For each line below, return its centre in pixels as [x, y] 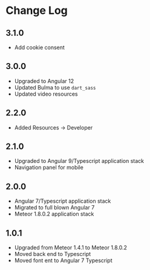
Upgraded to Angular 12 [44, 81]
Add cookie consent [39, 47]
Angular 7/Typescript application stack [63, 201]
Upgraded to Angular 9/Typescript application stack [79, 161]
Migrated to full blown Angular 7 [54, 208]
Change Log [37, 11]
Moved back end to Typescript [53, 254]
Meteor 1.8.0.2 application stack [54, 214]
